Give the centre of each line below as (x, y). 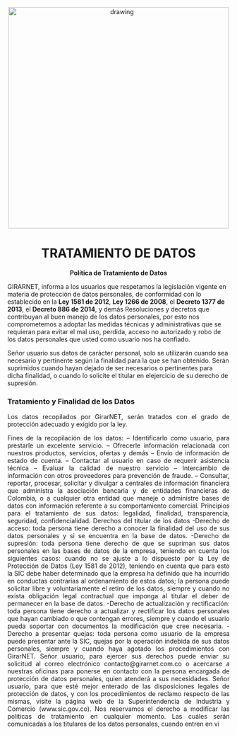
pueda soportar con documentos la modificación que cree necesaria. (115, 626)
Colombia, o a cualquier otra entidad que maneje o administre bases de (119, 498)
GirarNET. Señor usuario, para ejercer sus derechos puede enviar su (119, 656)
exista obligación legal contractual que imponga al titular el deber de (119, 596)
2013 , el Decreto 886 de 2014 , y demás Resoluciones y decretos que (108, 309)
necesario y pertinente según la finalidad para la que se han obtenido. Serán (118, 360)
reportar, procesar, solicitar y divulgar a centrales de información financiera (119, 483)
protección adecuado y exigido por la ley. (67, 424)
